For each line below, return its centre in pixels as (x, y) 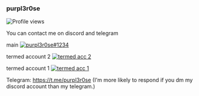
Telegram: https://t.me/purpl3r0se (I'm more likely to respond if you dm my (99, 80)
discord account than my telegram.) (51, 86)
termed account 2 (28, 57)
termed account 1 (28, 68)
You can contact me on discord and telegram (62, 33)
